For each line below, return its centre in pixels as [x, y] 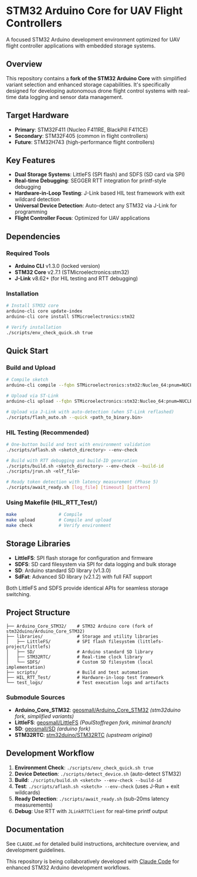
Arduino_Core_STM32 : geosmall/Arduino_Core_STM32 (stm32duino [97, 710]
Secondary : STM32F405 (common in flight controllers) [81, 135]
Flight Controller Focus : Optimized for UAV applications [82, 218]
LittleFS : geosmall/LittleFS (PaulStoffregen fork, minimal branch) [93, 722]
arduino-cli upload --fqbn [39, 402]
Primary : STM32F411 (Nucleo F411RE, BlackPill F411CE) [81, 130]
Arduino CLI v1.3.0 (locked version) [57, 266]
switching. [18, 594]
